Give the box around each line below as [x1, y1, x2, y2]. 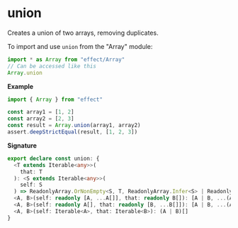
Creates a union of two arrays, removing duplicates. [7, 28, 159, 37]
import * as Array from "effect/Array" [7, 55, 125, 63]
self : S [20, 181, 42, 189]
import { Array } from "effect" [7, 96, 103, 103]
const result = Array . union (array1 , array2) [7, 122, 141, 129]
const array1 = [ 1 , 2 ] [7, 109, 74, 116]
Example [7, 82, 34, 90]
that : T [20, 168, 42, 175]
